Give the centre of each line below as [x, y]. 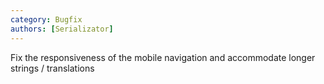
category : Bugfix [46, 19]
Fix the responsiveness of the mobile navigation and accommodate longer [163, 57]
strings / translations [52, 68]
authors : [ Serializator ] [62, 29]
